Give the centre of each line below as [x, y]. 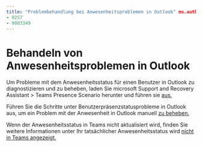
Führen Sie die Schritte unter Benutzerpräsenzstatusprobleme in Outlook [96, 107]
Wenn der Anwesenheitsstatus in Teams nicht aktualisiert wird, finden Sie [97, 125]
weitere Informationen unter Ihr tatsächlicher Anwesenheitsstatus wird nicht [100, 131]
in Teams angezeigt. [31, 138]
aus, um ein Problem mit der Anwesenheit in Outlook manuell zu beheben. [98, 113]
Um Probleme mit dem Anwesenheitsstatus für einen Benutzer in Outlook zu [100, 83]
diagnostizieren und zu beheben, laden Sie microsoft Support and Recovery [100, 89]
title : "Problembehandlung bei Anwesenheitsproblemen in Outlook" [91, 12]
